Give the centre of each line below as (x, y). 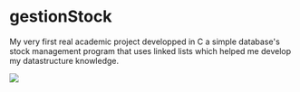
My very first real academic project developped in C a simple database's (145, 41)
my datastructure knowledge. (64, 60)
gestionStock (61, 17)
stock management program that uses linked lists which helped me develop (150, 51)
